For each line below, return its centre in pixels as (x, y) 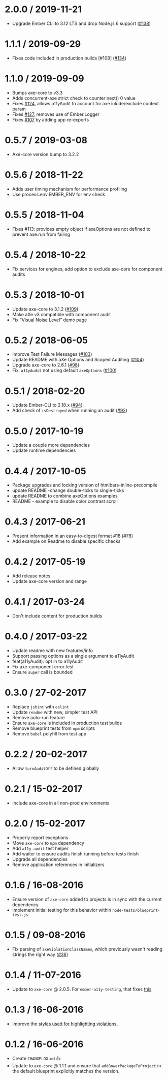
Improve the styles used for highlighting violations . (65, 1024)
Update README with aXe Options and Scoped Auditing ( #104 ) (78, 360)
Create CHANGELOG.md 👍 (36, 1059)
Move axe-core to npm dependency (48, 843)
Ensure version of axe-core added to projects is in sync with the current (87, 899)
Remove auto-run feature (39, 717)
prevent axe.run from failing (41, 234)
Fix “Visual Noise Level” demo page (49, 320)
